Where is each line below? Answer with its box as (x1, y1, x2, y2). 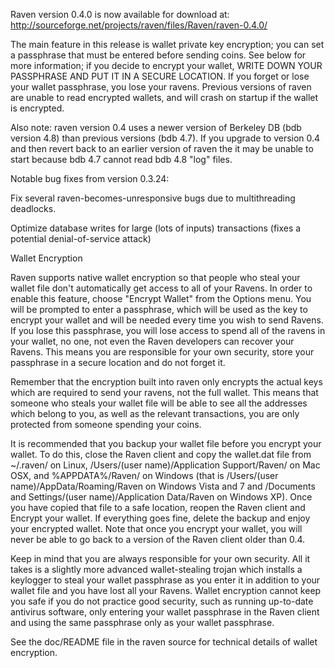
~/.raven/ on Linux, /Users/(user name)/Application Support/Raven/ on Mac (10, 459, 321, 471)
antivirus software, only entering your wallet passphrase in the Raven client (10, 606, 320, 618)
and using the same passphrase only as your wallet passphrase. (10, 617, 275, 628)
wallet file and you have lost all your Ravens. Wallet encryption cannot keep (10, 585, 322, 596)
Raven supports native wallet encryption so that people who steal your (10, 272, 301, 283)
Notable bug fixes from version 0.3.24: (10, 173, 170, 184)
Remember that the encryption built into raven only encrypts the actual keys (10, 376, 323, 388)
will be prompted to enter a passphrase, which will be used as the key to (10, 304, 308, 315)
